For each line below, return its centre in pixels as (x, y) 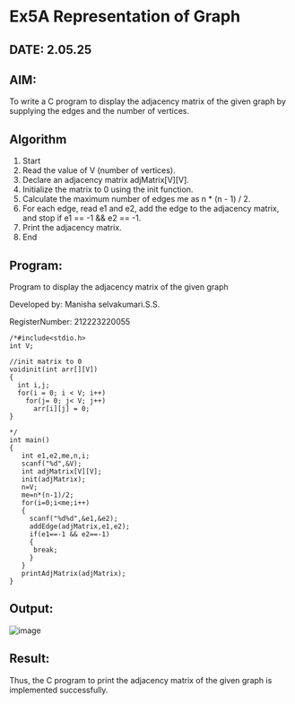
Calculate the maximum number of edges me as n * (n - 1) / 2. (136, 199)
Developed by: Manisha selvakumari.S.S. (85, 304)
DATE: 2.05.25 (51, 50)
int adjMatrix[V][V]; (61, 472)
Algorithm (38, 139)
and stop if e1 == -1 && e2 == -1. (82, 218)
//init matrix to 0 (46, 362)
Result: (30, 659)
